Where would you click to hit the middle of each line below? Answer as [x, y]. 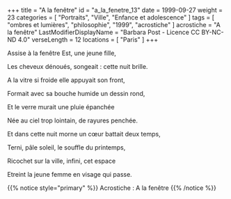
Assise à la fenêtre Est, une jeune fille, [62, 53]
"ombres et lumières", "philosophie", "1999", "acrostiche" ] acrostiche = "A [114, 25]
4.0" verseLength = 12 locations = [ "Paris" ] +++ [88, 40]
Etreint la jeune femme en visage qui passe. [70, 174]
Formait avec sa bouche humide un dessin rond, [76, 94]
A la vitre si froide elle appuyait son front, [66, 80]
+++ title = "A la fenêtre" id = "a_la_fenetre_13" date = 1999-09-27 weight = [115, 10]
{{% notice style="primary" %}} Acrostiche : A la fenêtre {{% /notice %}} [112, 188]
